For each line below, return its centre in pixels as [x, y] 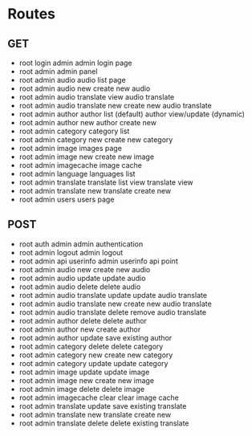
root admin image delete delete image [82, 389]
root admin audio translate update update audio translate [113, 295]
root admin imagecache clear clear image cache [99, 397]
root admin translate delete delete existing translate [104, 423]
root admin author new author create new [88, 122]
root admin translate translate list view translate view [106, 182]
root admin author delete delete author [83, 320]
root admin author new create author [80, 329]
